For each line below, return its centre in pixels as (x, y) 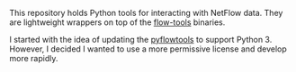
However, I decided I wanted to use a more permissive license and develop (148, 49)
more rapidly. (34, 58)
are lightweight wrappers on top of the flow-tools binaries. (117, 22)
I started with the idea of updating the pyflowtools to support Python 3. (141, 40)
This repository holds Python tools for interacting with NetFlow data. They (146, 13)
